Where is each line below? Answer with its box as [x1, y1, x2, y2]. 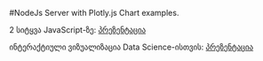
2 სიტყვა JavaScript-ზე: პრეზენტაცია [9, 25, 147, 34]
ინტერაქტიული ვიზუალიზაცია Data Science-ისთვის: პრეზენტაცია [9, 42, 254, 52]
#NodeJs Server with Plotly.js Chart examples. [9, 8, 179, 18]
